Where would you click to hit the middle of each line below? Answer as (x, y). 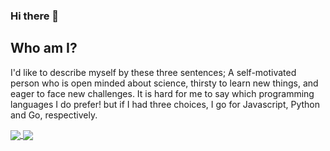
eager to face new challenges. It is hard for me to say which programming (162, 93)
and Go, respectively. (54, 115)
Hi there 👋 (35, 16)
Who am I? (44, 48)
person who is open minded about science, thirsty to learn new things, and (164, 83)
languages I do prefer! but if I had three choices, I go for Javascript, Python (165, 104)
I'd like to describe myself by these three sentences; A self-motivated (153, 72)
